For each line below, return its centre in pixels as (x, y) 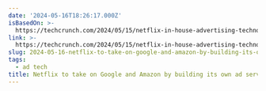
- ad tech (31, 67)
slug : (17, 52)
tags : (17, 60)
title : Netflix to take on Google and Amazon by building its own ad (125, 74)
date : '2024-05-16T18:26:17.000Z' (65, 15)
